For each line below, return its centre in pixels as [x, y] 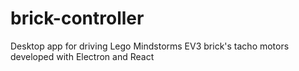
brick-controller [77, 18]
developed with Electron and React [82, 56]
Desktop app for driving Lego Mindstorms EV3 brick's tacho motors [150, 46]
